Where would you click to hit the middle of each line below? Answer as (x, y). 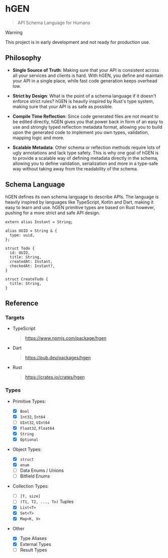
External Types (35, 544)
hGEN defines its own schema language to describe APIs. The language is (82, 197)
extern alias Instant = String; (39, 222)
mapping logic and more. (38, 137)
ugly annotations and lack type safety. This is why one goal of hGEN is (86, 153)
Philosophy (23, 58)
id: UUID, (20, 253)
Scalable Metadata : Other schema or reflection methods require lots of (86, 147)
